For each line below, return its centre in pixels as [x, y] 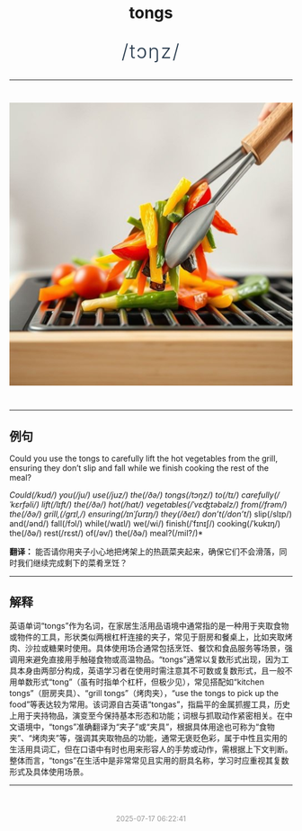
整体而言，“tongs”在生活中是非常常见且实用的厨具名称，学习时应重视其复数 [149, 760]
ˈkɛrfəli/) [24, 504]
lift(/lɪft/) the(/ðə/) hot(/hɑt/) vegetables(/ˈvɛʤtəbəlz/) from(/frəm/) [164, 504]
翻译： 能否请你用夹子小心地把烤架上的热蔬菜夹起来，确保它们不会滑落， [144, 552]
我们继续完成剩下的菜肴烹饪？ [72, 563]
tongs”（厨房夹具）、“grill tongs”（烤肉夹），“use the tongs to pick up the [144, 693]
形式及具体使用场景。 [49, 772]
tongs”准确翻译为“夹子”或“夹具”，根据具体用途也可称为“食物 [164, 727]
